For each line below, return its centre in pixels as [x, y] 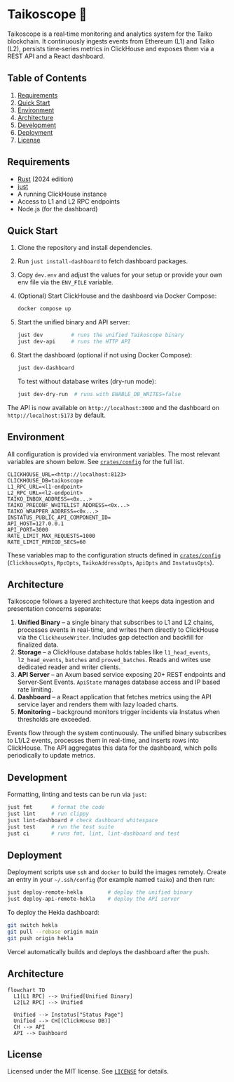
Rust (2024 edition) [45, 179]
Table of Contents [47, 78]
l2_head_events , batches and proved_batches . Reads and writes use [114, 660]
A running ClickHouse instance [62, 194]
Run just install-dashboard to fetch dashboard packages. [102, 261]
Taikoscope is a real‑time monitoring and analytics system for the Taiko [110, 34]
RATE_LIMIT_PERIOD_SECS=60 [47, 542]
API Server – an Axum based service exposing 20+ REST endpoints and [121, 675]
